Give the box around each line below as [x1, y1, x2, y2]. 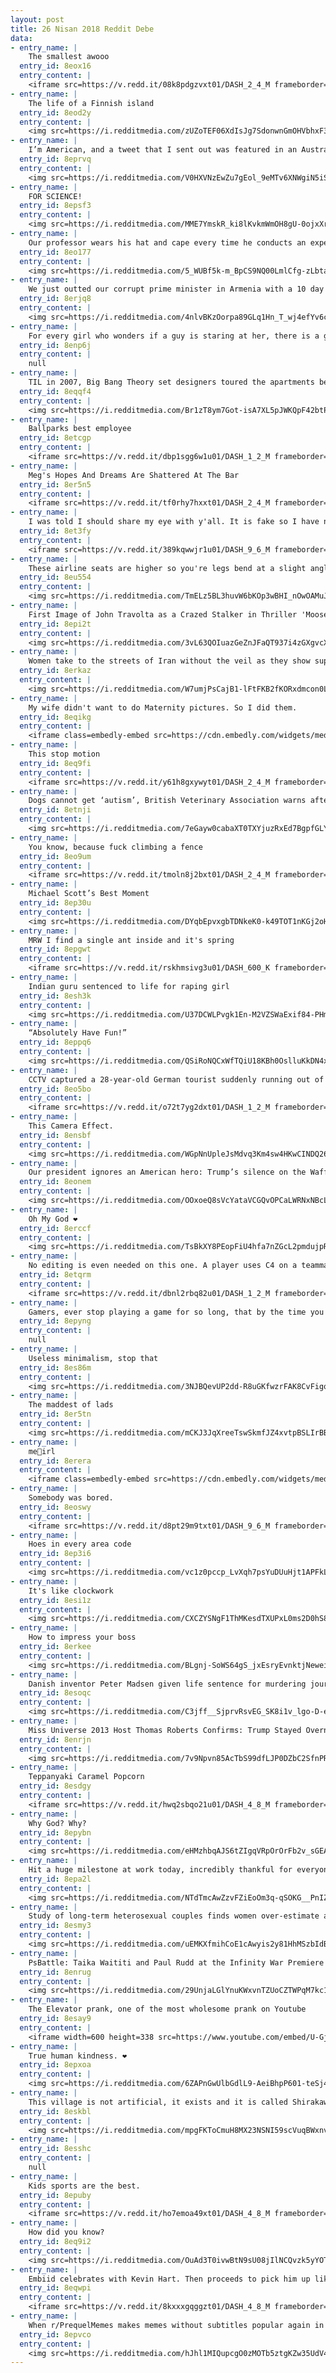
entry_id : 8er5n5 [19, 479, 92, 490]
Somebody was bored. [28, 1493, 114, 1503]
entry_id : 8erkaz [19, 666, 92, 676]
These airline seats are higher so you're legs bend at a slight [28, 563, 307, 573]
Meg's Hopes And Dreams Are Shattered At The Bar [28, 470, 240, 480]
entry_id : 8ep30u [19, 898, 92, 908]
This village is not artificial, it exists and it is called [28, 2097, 288, 2107]
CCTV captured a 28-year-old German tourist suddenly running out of [28, 1074, 325, 1085]
